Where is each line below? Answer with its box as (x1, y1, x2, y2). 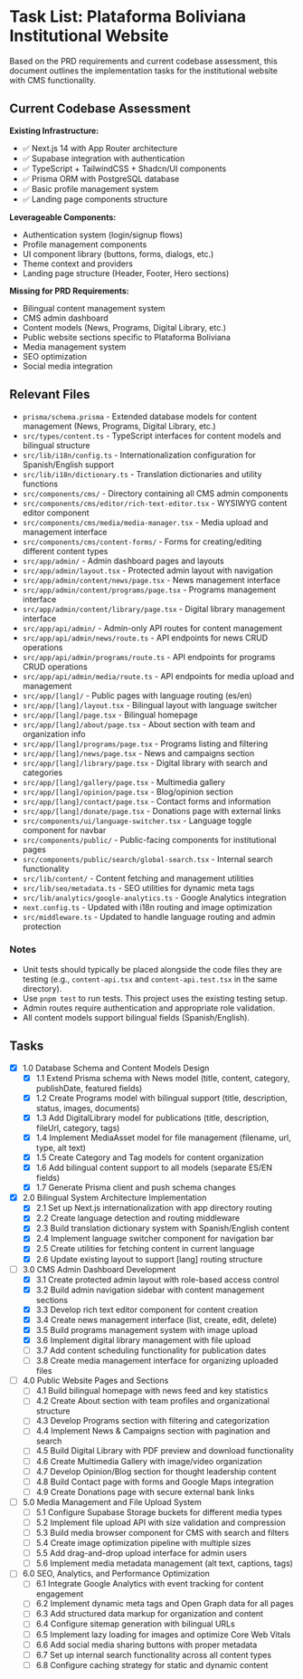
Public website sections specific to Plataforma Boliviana (22, 331, 231, 342)
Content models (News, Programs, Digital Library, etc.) (22, 321, 227, 332)
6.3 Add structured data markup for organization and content (35, 1608, 264, 1619)
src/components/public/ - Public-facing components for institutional (22, 834, 277, 845)
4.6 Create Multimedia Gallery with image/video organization (35, 1455, 262, 1466)
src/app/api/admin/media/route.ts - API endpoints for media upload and (22, 670, 295, 681)
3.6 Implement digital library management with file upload (35, 1334, 251, 1346)
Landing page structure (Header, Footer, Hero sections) (22, 267, 230, 278)
